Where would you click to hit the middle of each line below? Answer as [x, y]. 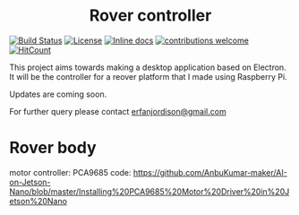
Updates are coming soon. [58, 94]
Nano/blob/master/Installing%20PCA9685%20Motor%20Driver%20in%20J [149, 191]
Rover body [53, 148]
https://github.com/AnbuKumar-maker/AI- [210, 172]
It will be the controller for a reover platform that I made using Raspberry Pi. [149, 76]
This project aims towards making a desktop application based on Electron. [148, 67]
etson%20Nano [38, 201]
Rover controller [150, 16]
